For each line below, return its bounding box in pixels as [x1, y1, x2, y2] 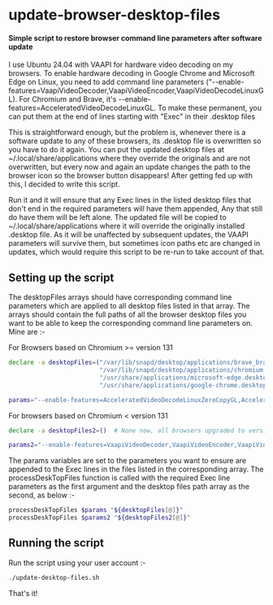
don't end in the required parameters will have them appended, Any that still [8, 204, 262, 213]
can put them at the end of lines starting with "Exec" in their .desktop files [8, 112, 256, 121]
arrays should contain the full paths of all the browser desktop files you [8, 309, 247, 319]
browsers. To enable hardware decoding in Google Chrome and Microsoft [8, 68, 255, 78]
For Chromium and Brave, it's [19, 94, 117, 104]
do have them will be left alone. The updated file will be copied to [8, 213, 227, 222]
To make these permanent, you [158, 103, 262, 113]
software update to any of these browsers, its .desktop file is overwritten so [8, 136, 262, 146]
